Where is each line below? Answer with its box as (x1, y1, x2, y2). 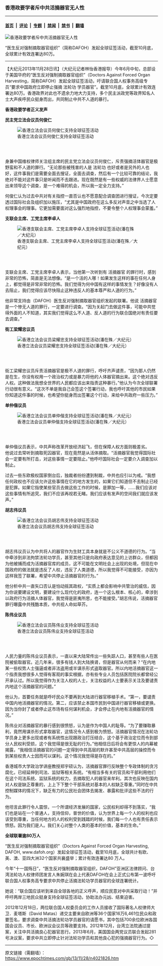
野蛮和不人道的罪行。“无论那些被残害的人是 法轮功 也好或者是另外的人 (5, 164, 146, 170)
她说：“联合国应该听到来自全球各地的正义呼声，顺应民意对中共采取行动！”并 (5, 888, 158, 894)
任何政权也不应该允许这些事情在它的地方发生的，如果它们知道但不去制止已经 (5, 478, 158, 484)
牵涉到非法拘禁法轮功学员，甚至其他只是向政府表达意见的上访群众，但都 (9, 554, 154, 560)
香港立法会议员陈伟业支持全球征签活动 (17, 628, 94, 634)
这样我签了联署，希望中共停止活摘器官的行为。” (5, 573, 98, 578)
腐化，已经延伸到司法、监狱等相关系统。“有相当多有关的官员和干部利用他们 (5, 769, 156, 775)
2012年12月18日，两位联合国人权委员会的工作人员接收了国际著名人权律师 (5, 904, 151, 910)
